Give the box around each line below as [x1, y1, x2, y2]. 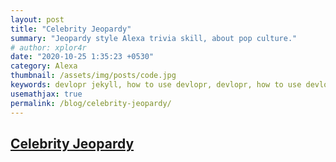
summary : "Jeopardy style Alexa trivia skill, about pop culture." [10, 33, 298, 43]
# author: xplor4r [10, 42, 87, 53]
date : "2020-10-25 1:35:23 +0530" [10, 52, 155, 62]
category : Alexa [10, 61, 78, 71]
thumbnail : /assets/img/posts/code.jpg [10, 71, 177, 81]
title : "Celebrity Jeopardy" [10, 24, 132, 34]
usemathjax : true [10, 89, 83, 99]
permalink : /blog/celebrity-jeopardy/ [10, 98, 172, 108]
